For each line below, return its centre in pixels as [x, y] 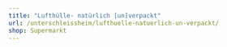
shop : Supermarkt [38, 30]
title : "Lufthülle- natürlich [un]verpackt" [85, 16]
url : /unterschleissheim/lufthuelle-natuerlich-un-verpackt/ [114, 23]
